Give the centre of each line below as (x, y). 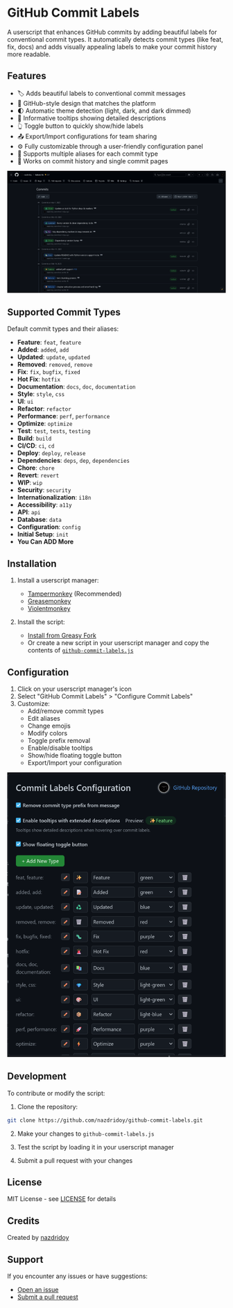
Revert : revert (38, 475)
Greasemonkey (49, 601)
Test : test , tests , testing (54, 431)
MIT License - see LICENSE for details (62, 1199)
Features (27, 76)
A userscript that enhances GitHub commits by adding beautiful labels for (112, 32)
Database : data (40, 520)
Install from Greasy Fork (62, 636)
